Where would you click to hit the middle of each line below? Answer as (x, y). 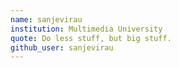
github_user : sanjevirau (62, 47)
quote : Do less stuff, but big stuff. (91, 38)
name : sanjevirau (46, 19)
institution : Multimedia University (86, 29)
